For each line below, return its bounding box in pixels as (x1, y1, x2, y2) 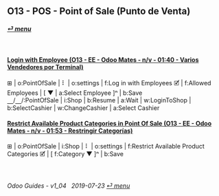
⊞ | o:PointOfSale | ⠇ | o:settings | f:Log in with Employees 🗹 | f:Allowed (7, 78, 211, 87)
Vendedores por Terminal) (7, 63, 84, 72)
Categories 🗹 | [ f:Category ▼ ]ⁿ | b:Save (7, 150, 124, 157)
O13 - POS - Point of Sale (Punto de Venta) (7, 6, 191, 17)
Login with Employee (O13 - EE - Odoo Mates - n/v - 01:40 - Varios (7, 56, 199, 64)
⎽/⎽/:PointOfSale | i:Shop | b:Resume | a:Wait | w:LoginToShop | (7, 96, 192, 104)
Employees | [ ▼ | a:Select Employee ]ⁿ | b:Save (7, 89, 143, 97)
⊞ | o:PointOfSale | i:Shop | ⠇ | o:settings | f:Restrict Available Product (7, 142, 205, 150)
